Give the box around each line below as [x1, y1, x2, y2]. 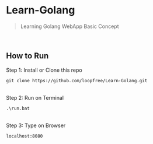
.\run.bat [6, 106, 30, 111]
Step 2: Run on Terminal [6, 94, 64, 101]
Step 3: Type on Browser [6, 122, 66, 129]
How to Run [6, 51, 49, 61]
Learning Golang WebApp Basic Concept [20, 23, 119, 30]
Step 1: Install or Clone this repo [6, 66, 83, 73]
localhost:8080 [6, 133, 43, 139]
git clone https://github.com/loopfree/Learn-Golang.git [6, 78, 148, 83]
